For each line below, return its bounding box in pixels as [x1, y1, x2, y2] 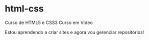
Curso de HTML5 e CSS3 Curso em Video [5, 19, 93, 25]
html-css [5, 3, 44, 14]
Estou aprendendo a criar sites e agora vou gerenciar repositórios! [5, 29, 144, 35]
